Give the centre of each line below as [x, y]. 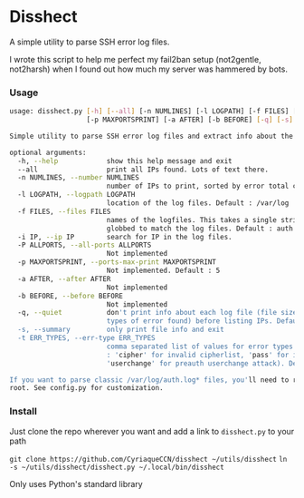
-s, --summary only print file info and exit [121, 330]
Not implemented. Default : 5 [163, 271]
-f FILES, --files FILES [64, 211]
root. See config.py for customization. [87, 388]
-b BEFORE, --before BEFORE [71, 296]
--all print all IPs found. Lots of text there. [143, 170]
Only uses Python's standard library [76, 483]
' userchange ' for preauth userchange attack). [195, 363]
